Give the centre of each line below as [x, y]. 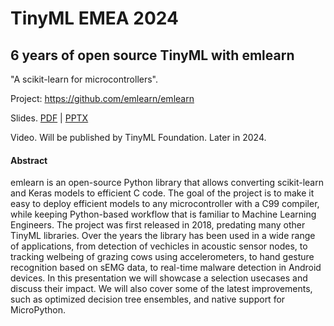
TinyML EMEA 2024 [94, 18]
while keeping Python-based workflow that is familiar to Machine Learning [163, 214]
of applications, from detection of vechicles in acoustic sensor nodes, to [159, 246]
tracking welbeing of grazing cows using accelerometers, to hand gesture [162, 257]
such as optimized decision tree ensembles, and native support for [148, 299]
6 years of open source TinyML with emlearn [152, 55]
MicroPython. [38, 310]
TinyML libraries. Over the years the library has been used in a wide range [163, 236]
